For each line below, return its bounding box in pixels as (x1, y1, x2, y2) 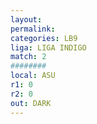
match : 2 (10, 52, 47, 62)
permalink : (10, 24, 56, 34)
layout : (10, 14, 43, 25)
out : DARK (10, 98, 52, 108)
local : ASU (10, 71, 56, 81)
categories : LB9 (10, 33, 78, 43)
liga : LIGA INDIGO (10, 42, 87, 53)
